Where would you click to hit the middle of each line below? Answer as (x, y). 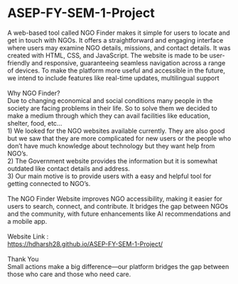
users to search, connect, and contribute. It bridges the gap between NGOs (118, 206)
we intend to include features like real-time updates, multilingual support (113, 78)
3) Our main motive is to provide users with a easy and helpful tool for (109, 176)
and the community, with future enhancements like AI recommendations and (119, 214)
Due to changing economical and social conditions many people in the (110, 100)
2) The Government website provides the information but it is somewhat (113, 160)
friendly (19, 62)
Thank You (23, 259)
